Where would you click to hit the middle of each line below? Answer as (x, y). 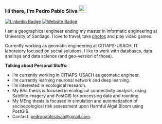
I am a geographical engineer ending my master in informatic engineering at (81, 31)
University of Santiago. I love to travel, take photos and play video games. (79, 36)
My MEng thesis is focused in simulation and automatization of (75, 101)
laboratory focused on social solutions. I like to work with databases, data (79, 51)
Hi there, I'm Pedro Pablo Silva (41, 11)
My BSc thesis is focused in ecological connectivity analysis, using (79, 91)
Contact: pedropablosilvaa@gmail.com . (52, 117)
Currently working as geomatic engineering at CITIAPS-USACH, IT (72, 46)
